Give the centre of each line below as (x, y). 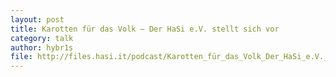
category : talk (42, 38)
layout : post (37, 19)
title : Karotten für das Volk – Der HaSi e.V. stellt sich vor (145, 29)
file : (21, 57)
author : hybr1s (42, 47)
